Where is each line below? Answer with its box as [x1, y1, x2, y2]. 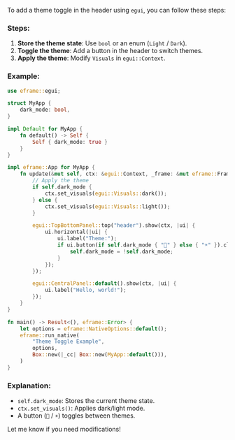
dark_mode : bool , [20, 106, 71, 114]
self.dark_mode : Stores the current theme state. [17, 397, 155, 405]
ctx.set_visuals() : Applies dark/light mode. [17, 404, 145, 413]
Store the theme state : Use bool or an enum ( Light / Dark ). [17, 39, 187, 47]
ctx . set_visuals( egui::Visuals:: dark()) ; [44, 190, 168, 197]
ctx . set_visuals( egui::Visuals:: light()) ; [44, 203, 171, 210]
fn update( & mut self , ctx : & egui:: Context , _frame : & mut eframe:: [20, 170, 218, 177]
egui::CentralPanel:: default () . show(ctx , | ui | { [32, 280, 177, 287]
